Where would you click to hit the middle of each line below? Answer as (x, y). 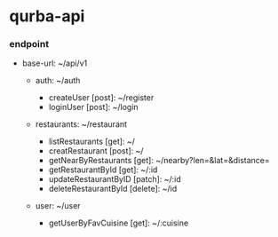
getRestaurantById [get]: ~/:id (103, 170)
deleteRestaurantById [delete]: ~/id (113, 189)
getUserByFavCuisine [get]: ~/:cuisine (119, 223)
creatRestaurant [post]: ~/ (96, 151)
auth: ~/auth (58, 81)
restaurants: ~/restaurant (81, 124)
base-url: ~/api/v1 (55, 63)
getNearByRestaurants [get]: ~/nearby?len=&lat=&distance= (159, 161)
